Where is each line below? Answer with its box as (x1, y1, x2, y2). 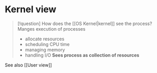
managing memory (25, 46, 65, 53)
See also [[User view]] (5, 62, 52, 68)
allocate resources (25, 36, 65, 42)
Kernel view (5, 4, 57, 15)
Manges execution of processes (17, 26, 86, 32)
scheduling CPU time (25, 41, 70, 47)
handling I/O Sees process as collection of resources (25, 52, 140, 58)
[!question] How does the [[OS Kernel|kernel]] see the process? (17, 20, 152, 27)
